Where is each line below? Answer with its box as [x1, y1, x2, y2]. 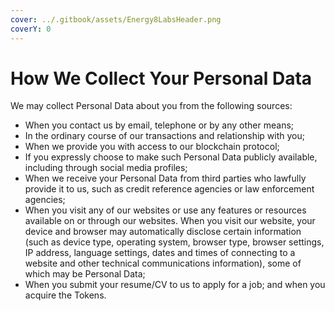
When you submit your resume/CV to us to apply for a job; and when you [24, 279, 326, 291]
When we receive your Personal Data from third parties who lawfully [24, 172, 307, 185]
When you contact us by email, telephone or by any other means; [24, 119, 295, 131]
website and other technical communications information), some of [24, 257, 302, 270]
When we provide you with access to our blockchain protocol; [24, 141, 280, 153]
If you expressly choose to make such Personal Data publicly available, [24, 151, 318, 163]
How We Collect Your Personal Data [10, 67, 313, 90]
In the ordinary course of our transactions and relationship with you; [24, 130, 306, 142]
